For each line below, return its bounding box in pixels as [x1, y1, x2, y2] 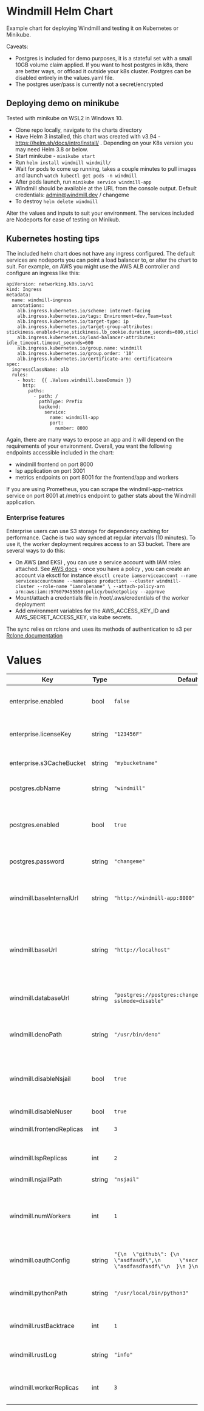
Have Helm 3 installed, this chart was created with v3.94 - [15, 132, 161, 140]
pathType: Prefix [38, 398, 83, 404]
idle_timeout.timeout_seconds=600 [6, 340, 94, 346]
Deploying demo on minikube [6, 98, 120, 109]
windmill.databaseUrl [9, 993, 70, 1002]
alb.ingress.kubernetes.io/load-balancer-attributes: [17, 334, 156, 340]
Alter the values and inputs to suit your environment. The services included [6, 209, 194, 217]
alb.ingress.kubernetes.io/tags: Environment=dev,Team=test [17, 313, 172, 319]
